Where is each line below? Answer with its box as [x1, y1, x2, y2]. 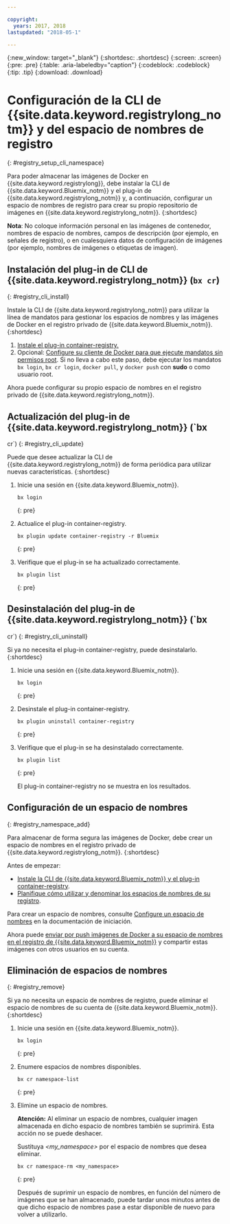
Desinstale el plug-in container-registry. [16, 704, 130, 713]
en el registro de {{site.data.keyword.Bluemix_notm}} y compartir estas [7, 938, 208, 946]
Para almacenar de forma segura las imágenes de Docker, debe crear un [7, 833, 213, 842]
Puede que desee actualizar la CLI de [7, 452, 113, 461]
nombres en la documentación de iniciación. [7, 917, 133, 925]
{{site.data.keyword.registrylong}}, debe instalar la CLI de [7, 179, 170, 187]
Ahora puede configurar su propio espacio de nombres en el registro [7, 384, 202, 392]
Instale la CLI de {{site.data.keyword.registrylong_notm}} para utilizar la [7, 306, 209, 314]
